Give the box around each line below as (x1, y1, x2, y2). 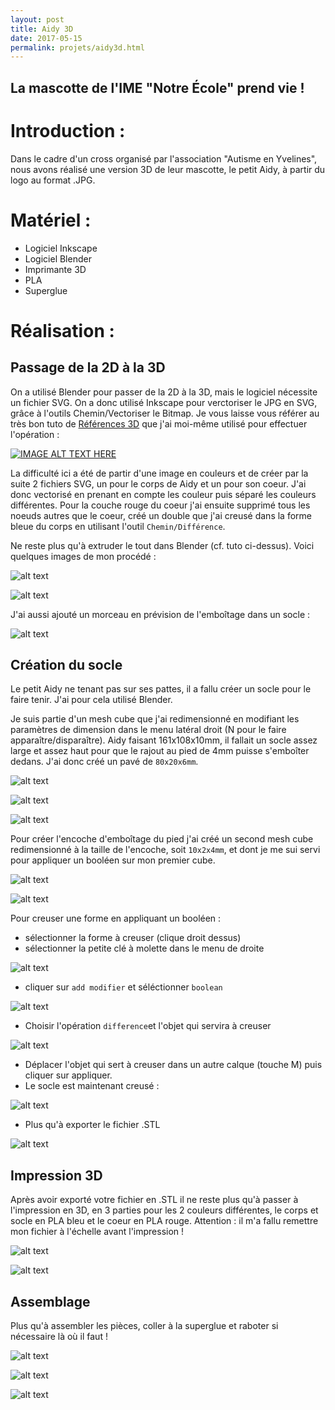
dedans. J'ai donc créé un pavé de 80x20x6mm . (10, 756, 199, 768)
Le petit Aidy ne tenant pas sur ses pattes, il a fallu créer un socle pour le (10, 683, 312, 695)
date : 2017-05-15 (10, 33, 83, 43)
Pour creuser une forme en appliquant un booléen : (10, 912, 222, 925)
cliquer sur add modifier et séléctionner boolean (24, 981, 223, 993)
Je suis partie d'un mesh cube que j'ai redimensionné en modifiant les (10, 713, 300, 725)
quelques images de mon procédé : (10, 550, 157, 562)
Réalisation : (10, 319, 115, 342)
